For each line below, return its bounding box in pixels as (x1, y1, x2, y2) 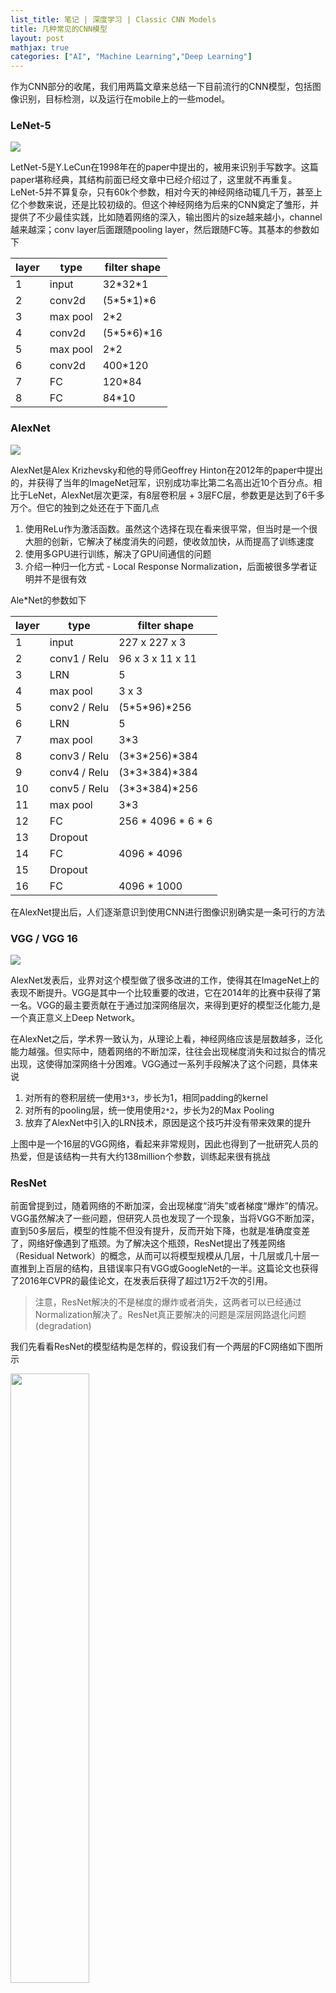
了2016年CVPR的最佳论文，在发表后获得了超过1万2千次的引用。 (10, 1275, 273, 1287)
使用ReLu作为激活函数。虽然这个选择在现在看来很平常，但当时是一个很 (24, 522, 318, 535)
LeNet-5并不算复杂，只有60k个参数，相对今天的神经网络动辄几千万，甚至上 (10, 186, 323, 198)
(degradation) (34, 1320, 92, 1332)
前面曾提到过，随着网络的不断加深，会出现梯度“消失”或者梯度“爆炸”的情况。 (10, 1200, 324, 1212)
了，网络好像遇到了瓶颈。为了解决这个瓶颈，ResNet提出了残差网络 (10, 1237, 286, 1250)
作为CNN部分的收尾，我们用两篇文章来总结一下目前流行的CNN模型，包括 (10, 81, 313, 93)
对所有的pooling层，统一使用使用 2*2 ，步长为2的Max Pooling (24, 1104, 275, 1116)
